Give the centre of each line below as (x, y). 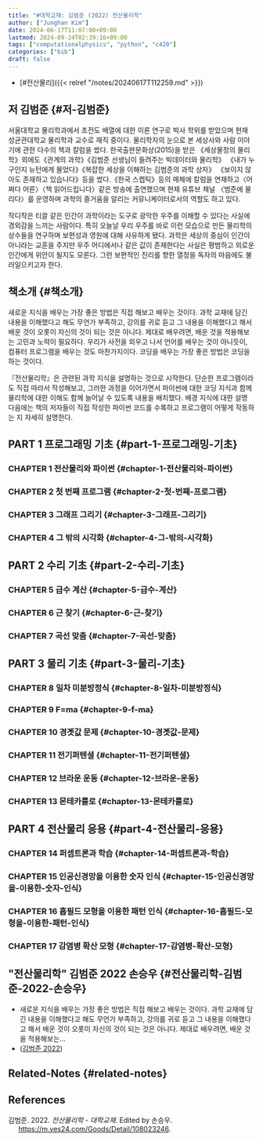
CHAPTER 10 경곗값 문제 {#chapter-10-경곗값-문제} (104, 732)
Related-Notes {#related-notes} (88, 1073)
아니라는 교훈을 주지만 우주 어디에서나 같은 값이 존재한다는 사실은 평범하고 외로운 (131, 245)
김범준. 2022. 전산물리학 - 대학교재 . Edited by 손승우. (90, 1120)
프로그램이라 (235, 378)
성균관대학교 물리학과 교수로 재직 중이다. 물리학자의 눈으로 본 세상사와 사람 (122, 140)
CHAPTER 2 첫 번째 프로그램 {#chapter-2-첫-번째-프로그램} (117, 492)
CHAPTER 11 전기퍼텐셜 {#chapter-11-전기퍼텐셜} (99, 755)
